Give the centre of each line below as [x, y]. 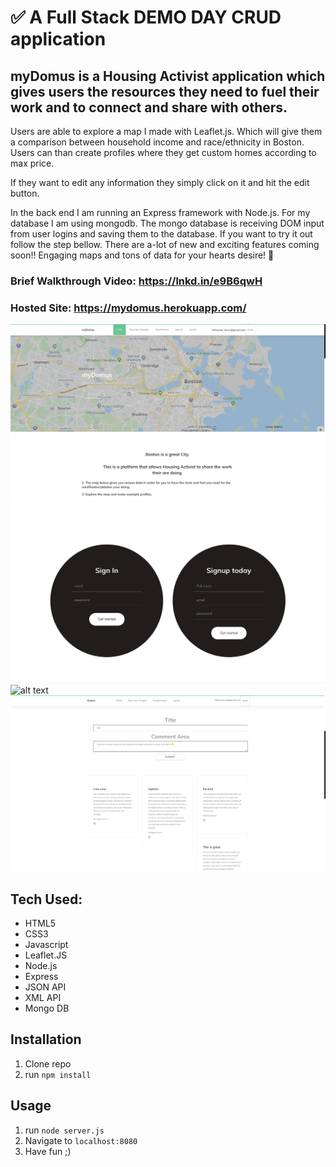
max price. [32, 163]
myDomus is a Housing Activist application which [168, 76]
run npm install [58, 1074]
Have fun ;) [48, 1151]
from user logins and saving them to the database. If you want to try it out [161, 234]
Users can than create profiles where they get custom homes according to [163, 152]
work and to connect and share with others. [149, 107]
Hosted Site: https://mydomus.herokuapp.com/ [128, 308]
